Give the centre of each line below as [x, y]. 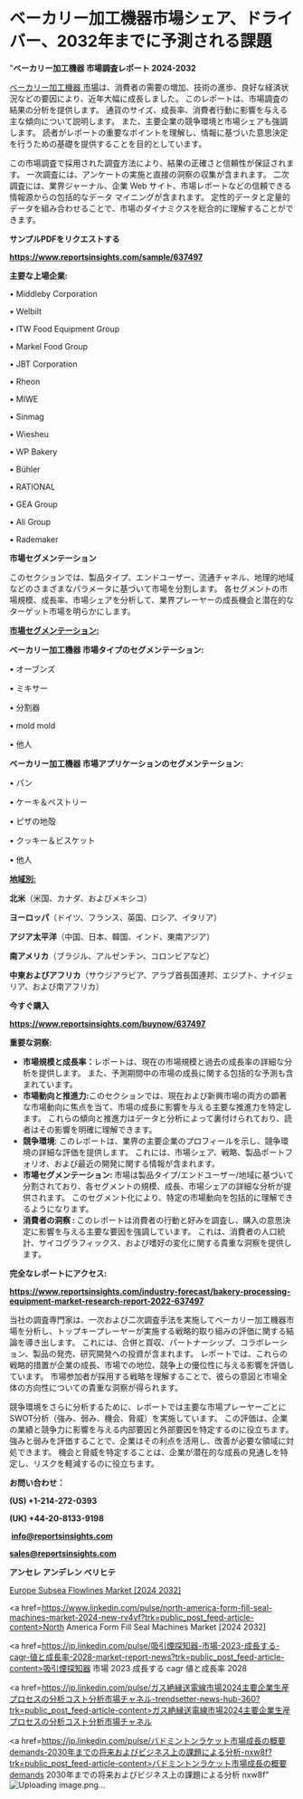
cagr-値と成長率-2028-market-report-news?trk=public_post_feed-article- [147, 1657]
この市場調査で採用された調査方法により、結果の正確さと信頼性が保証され [148, 163]
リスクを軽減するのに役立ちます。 [96, 1463]
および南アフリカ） [68, 986]
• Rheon [25, 381]
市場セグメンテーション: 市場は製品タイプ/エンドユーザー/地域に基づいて [158, 1174]
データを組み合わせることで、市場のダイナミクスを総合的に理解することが [148, 208]
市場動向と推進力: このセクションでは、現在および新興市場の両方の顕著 [155, 1096]
